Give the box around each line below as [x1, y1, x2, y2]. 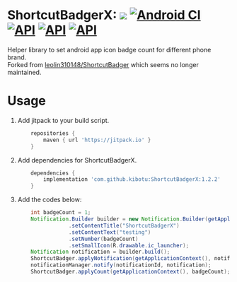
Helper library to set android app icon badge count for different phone [7, 45, 212, 54]
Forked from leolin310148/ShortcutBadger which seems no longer [7, 60, 200, 69]
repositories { [30, 129, 76, 137]
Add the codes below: [17, 195, 82, 204]
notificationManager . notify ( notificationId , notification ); [30, 262, 212, 269]
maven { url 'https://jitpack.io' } [43, 136, 151, 143]
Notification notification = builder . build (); [30, 248, 170, 256]
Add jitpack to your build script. [17, 116, 110, 124]
